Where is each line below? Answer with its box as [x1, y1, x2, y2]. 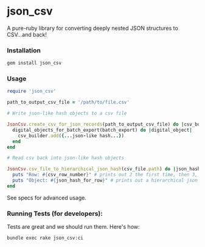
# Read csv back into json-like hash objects [7, 155, 124, 161]
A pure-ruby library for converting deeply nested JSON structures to [7, 24, 178, 32]
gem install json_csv [7, 60, 62, 66]
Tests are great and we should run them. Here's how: [7, 223, 140, 231]
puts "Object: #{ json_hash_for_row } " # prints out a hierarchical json [12, 177, 198, 184]
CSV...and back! [7, 30, 47, 38]
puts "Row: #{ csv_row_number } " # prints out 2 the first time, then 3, [12, 172, 198, 178]
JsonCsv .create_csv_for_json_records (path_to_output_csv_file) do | [7, 121, 184, 127]
